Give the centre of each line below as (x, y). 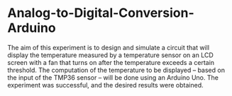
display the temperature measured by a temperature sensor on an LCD (111, 55)
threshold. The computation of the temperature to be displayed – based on (116, 70)
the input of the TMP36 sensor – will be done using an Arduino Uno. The (113, 77)
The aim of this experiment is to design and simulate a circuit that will (109, 47)
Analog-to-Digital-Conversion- (101, 13)
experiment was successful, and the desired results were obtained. (105, 85)
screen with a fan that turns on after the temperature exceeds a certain (111, 62)
